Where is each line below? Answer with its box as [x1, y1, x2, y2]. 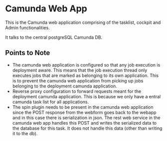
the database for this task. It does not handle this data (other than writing [12, 125, 163, 131]
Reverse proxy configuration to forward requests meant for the [12, 88, 142, 94]
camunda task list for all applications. [12, 99, 89, 105]
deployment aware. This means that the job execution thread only [12, 67, 148, 73]
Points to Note [5, 49, 50, 57]
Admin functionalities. [5, 24, 50, 30]
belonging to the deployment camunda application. [12, 83, 117, 89]
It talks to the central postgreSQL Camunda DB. [5, 34, 103, 40]
